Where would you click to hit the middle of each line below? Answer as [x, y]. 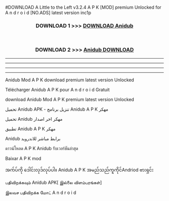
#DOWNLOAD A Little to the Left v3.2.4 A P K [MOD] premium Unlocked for [83, 7]
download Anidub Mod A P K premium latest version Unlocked [70, 99]
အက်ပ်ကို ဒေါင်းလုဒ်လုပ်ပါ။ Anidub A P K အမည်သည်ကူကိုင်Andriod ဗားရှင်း [79, 170]
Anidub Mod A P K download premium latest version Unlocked [70, 80]
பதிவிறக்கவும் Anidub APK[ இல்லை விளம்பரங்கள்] [54, 182]
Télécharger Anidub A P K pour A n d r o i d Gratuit [57, 89]
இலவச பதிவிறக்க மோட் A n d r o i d [41, 192]
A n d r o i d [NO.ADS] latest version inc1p [48, 13]
